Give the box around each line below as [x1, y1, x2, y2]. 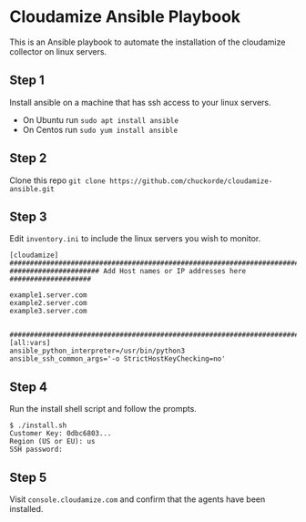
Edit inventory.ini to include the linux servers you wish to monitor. [9, 233, 261, 244]
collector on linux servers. [9, 46, 107, 56]
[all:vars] [9, 339, 51, 348]
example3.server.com [9, 307, 88, 316]
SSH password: [9, 445, 64, 455]
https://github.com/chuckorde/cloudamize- [108, 176, 273, 186]
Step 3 [9, 209, 47, 224]
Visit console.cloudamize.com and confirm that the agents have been [9, 494, 266, 505]
